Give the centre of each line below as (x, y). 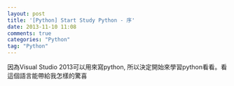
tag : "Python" (28, 46)
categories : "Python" (39, 40)
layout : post (26, 14)
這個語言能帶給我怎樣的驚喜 (47, 76)
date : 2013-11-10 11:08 (42, 27)
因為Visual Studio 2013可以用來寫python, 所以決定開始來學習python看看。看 (117, 67)
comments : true (29, 33)
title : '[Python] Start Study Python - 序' (71, 20)
